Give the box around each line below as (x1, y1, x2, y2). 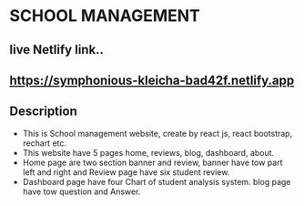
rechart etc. (22, 138, 66, 149)
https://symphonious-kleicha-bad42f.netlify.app (9, 72, 295, 88)
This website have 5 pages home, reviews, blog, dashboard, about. (22, 147, 275, 158)
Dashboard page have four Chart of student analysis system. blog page (22, 176, 291, 187)
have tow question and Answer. (22, 186, 141, 197)
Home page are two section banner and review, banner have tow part (22, 157, 284, 168)
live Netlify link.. (9, 42, 105, 57)
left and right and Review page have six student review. (22, 166, 230, 178)
